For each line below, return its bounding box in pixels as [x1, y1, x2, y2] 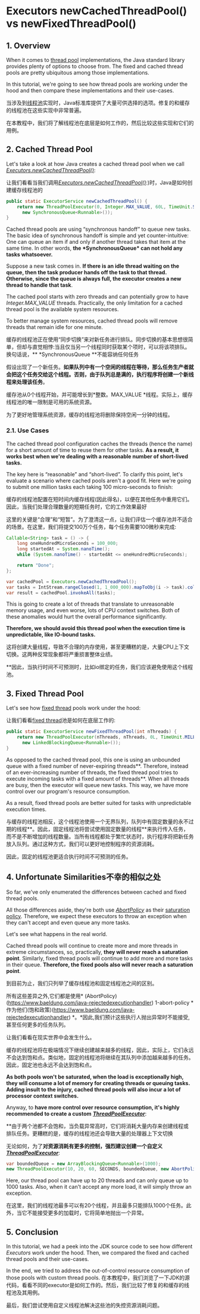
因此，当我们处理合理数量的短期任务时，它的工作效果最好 [6, 503, 147, 510]
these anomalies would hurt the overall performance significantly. [6, 613, 167, 621]
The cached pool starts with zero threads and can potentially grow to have [6, 293, 189, 300]
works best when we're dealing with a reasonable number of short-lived [6, 453, 189, 460]
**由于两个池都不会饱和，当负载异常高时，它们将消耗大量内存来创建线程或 [6, 1122, 189, 1129]
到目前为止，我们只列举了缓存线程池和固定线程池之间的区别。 [6, 980, 158, 987]
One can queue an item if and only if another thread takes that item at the [6, 238, 186, 246]
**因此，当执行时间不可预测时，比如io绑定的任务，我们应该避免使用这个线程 [6, 664, 193, 671]
